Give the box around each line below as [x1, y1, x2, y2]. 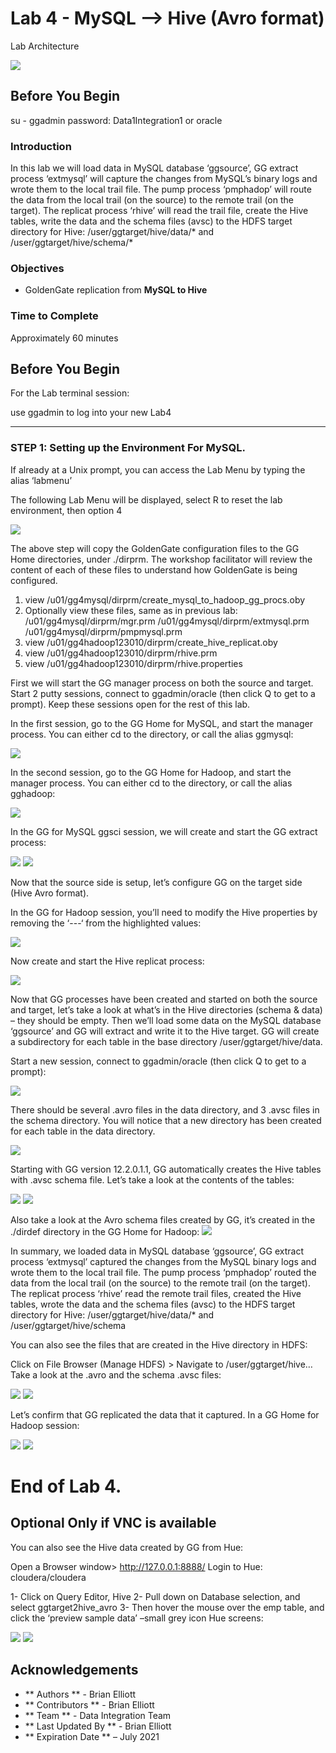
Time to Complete [10, 309, 99, 323]
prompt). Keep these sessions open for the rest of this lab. [10, 698, 251, 710]
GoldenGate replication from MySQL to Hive [24, 284, 208, 296]
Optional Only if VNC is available [10, 1515, 217, 1532]
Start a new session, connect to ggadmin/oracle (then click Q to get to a [10, 1055, 307, 1067]
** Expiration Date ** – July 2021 [24, 1730, 160, 1742]
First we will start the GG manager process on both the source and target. [10, 677, 314, 689]
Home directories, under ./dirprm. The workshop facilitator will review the [10, 553, 313, 565]
